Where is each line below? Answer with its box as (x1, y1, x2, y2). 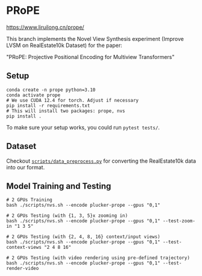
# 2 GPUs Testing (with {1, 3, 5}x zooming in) (6, 213, 128, 219)
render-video (6, 266, 39, 272)
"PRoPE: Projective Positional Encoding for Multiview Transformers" (6, 53, 175, 60)
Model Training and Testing (6, 181, 112, 191)
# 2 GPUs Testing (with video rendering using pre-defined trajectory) (6, 255, 190, 261)
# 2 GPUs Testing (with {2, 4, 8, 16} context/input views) (6, 234, 161, 240)
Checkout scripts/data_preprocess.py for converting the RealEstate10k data (6, 157, 197, 165)
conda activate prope (6, 92, 61, 98)
